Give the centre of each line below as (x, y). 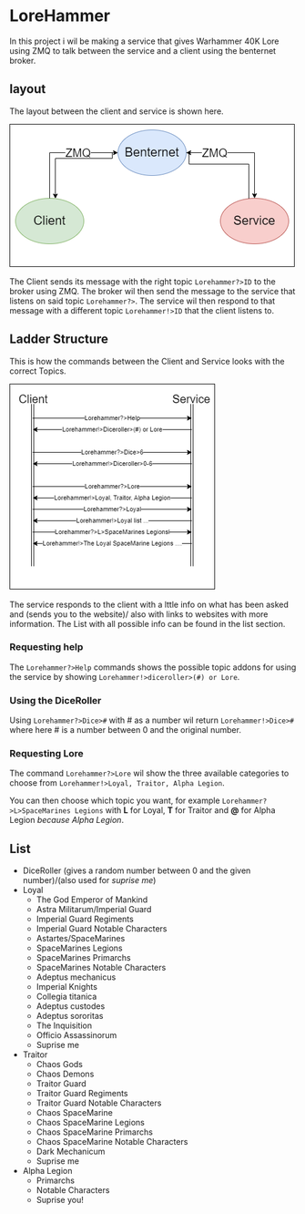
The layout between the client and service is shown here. (117, 111)
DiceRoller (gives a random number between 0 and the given (137, 870)
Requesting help (46, 647)
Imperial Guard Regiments (85, 919)
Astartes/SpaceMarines (81, 939)
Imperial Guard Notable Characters (102, 929)
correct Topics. (38, 371)
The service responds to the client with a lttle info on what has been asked (149, 604)
